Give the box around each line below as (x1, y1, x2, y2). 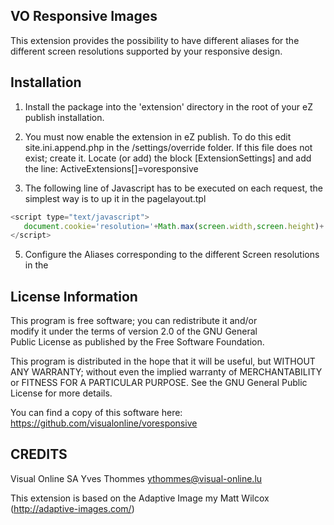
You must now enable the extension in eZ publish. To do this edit (24, 130, 292, 143)
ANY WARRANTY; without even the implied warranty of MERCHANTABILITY (10, 366, 323, 378)
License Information (10, 288, 138, 305)
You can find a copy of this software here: (10, 407, 183, 419)
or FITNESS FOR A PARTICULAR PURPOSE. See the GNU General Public (10, 377, 308, 389)
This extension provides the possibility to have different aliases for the (10, 34, 300, 46)
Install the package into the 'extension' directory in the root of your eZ (24, 100, 313, 113)
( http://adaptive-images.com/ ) (10, 502, 135, 514)
